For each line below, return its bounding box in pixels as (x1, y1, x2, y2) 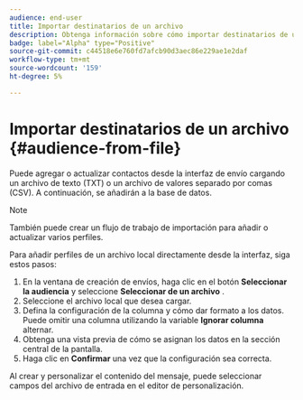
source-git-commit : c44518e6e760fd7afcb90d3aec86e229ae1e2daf (9, 47, 248, 56)
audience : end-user (9, 13, 83, 23)
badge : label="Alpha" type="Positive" (9, 38, 155, 48)
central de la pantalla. (22, 343, 104, 354)
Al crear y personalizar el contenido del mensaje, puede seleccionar (9, 370, 262, 381)
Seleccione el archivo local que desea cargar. (22, 295, 192, 306)
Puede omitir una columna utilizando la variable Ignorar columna (22, 314, 264, 325)
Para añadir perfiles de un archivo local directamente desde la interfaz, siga (9, 249, 290, 260)
